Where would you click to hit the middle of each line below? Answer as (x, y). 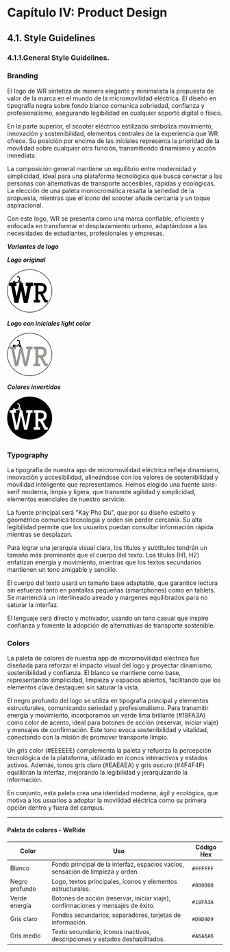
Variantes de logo (33, 246)
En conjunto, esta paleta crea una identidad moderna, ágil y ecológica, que (113, 793)
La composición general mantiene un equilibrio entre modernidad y (102, 168)
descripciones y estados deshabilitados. (108, 939)
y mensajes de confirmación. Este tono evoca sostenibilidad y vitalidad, (108, 730)
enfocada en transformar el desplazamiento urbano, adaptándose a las (107, 225)
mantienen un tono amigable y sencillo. (62, 570)
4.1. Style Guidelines (51, 38)
